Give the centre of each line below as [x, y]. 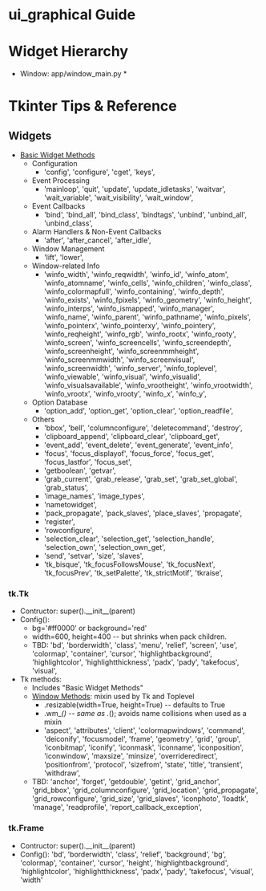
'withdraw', [62, 773]
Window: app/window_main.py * [73, 74]
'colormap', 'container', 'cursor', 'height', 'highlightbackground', [124, 863]
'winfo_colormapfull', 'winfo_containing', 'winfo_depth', [134, 291]
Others [43, 420]
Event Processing [61, 181]
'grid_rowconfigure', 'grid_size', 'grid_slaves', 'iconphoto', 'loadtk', [140, 799]
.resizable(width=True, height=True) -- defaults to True [135, 705]
